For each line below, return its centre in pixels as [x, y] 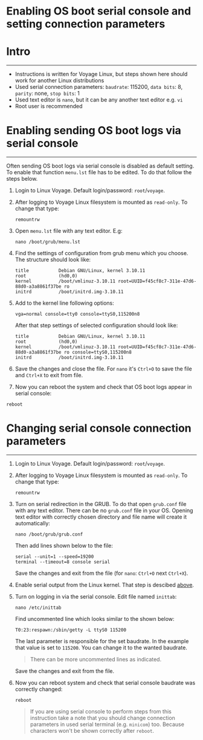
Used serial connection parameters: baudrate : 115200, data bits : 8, [99, 87]
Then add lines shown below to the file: [64, 546]
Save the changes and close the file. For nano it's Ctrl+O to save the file [103, 369]
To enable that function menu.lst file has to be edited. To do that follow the [99, 172]
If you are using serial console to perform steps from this [101, 711]
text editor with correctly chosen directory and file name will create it [101, 517]
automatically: [32, 523]
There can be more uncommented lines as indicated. [96, 659]
